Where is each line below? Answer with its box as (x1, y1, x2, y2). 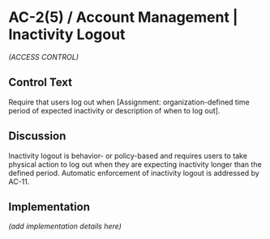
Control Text (8, 75, 73, 89)
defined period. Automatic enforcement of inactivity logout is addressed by (8, 168, 259, 177)
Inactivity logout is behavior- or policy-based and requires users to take (8, 151, 247, 160)
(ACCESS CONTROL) (8, 52, 79, 62)
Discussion (8, 130, 66, 143)
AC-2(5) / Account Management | (8, 8, 238, 27)
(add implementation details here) (8, 221, 122, 231)
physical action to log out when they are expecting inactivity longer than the (8, 159, 262, 169)
